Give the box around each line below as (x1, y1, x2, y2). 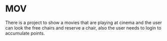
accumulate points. (5, 30, 45, 36)
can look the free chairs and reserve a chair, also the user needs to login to (5, 24, 161, 30)
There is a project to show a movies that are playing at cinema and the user (5, 19, 162, 25)
